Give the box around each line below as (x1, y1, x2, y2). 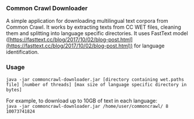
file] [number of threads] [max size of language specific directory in (6, 81, 187, 87)
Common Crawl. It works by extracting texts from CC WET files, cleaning (6, 23, 181, 30)
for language (134, 42, 165, 49)
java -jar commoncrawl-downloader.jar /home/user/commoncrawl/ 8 (6, 103, 168, 109)
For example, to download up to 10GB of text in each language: (6, 97, 158, 104)
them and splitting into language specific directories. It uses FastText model (6, 30, 188, 37)
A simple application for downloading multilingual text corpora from (6, 18, 168, 25)
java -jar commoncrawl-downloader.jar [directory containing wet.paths (6, 76, 184, 83)
